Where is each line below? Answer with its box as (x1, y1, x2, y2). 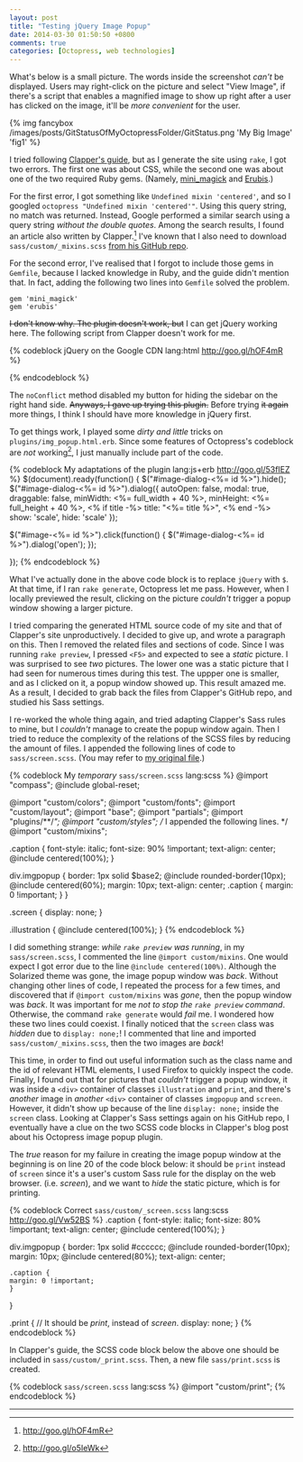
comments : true (9, 38, 67, 48)
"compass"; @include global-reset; (9, 780, 140, 790)
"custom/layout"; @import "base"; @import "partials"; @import (9, 807, 243, 818)
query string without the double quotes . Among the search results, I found (9, 220, 285, 231)
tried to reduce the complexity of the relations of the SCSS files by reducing (9, 734, 291, 745)
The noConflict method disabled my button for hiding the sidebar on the (9, 389, 279, 400)
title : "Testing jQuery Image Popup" (9, 22, 151, 31)
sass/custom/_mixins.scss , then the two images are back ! (9, 1037, 224, 1048)
